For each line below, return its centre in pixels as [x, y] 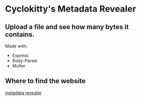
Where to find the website [45, 81]
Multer [19, 66]
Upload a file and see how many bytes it [67, 27]
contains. [20, 34]
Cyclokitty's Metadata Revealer [70, 9]
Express [20, 55]
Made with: [16, 46]
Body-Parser [25, 61]
